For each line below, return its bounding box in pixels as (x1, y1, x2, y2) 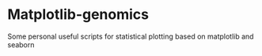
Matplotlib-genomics (7, 6, 150, 24)
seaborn (7, 39, 35, 49)
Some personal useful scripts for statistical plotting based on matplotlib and (7, 32, 254, 41)
